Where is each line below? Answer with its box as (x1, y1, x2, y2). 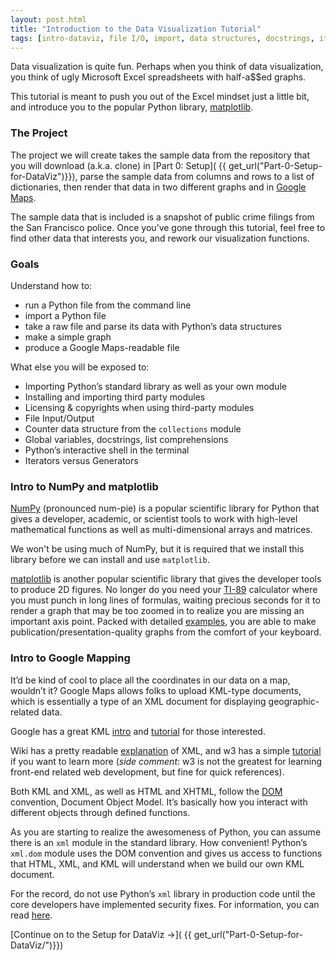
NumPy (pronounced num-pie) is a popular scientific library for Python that (10, 502, 320, 515)
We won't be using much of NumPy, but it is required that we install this (10, 543, 305, 555)
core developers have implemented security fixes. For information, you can (10, 898, 320, 910)
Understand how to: (10, 279, 93, 291)
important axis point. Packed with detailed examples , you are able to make (10, 616, 317, 628)
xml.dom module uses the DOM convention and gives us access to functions (10, 847, 323, 859)
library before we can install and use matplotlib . (10, 554, 210, 566)
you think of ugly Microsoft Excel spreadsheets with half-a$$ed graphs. (10, 71, 307, 83)
